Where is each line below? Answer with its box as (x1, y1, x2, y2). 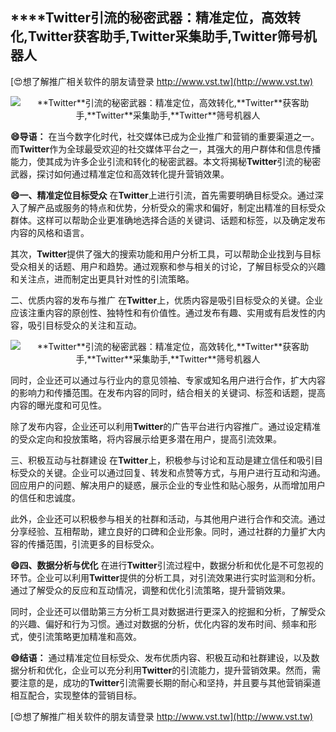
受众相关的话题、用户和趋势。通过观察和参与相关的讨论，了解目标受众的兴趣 (10, 260, 326, 272)
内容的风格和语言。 (10, 226, 90, 238)
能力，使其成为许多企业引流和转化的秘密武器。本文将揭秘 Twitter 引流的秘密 (10, 155, 322, 167)
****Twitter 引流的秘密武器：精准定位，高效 (10, 9, 288, 27)
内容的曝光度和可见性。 (10, 399, 107, 411)
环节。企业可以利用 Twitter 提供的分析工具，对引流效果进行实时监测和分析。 (10, 571, 322, 583)
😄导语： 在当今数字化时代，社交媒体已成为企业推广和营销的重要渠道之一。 (10, 130, 320, 142)
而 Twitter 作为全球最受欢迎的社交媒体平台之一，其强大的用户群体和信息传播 (10, 143, 322, 155)
